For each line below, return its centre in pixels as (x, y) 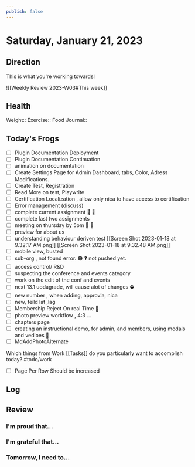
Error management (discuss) (49, 205)
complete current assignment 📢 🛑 (55, 212)
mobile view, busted (39, 251)
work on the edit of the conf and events (62, 280)
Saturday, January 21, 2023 (75, 40)
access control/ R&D (39, 267)
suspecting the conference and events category (72, 273)
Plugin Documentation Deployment (57, 153)
